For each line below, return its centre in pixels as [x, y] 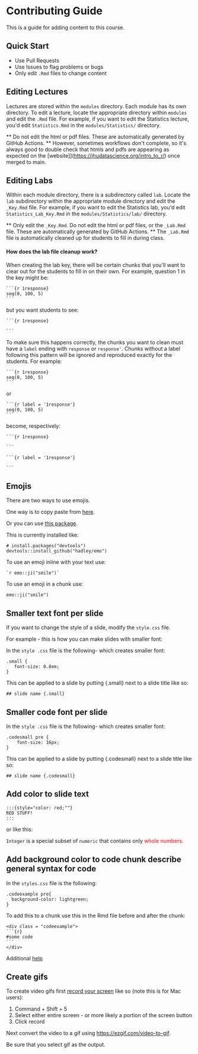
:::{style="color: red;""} [39, 808]
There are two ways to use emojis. [48, 500]
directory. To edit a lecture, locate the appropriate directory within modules [97, 112]
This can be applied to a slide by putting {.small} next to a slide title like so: [97, 683]
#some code [20, 937]
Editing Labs [30, 181]
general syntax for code [51, 869]
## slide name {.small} [36, 694]
